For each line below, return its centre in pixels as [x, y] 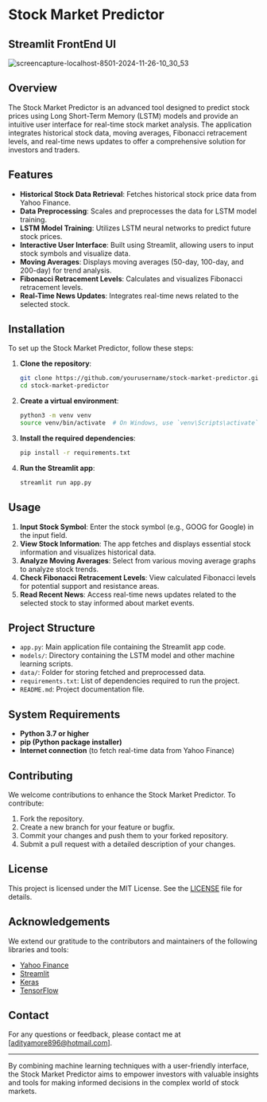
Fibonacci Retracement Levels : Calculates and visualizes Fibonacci [131, 278]
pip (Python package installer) [71, 742]
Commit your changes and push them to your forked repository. [124, 835]
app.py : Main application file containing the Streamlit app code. [123, 647]
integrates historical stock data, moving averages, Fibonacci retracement [128, 132]
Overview [33, 88]
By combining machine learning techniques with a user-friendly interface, [129, 1066]
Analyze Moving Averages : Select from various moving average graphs [138, 560]
